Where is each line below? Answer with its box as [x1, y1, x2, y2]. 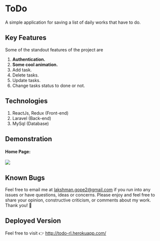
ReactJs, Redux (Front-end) [12, 110, 69, 116]
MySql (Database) [12, 120, 49, 126]
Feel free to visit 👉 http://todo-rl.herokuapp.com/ [5, 230, 107, 236]
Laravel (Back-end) [12, 115, 52, 121]
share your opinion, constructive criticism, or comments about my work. [5, 197, 151, 203]
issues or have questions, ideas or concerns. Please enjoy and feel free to [5, 192, 155, 198]
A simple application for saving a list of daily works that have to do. [5, 19, 141, 25]
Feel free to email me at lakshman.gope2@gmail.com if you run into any [5, 186, 151, 193]
